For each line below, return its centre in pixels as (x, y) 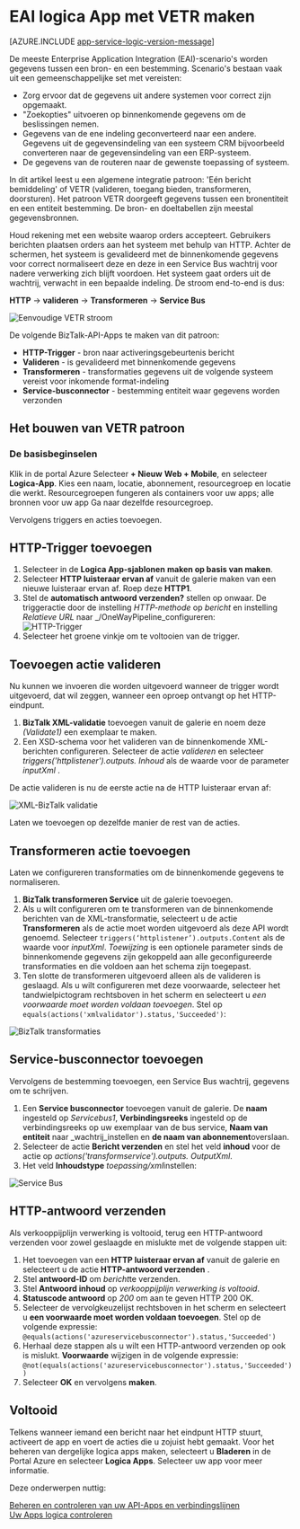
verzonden (42, 400)
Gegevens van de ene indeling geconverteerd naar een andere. (139, 133)
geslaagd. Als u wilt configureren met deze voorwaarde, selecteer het (151, 985)
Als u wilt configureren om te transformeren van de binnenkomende (148, 909)
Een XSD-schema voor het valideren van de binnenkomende (134, 742)
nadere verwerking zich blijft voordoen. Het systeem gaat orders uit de (140, 273)
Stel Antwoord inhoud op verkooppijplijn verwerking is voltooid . (141, 1288)
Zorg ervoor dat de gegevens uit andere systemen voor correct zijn (147, 95)
